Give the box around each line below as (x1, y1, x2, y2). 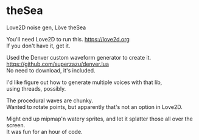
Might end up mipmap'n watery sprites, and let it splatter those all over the (6, 115, 193, 122)
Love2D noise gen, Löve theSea (6, 24, 86, 31)
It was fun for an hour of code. (6, 128, 83, 135)
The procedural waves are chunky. (6, 97, 93, 104)
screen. (6, 121, 26, 128)
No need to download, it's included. (6, 66, 96, 74)
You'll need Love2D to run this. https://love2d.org (6, 35, 130, 43)
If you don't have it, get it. (6, 42, 71, 49)
